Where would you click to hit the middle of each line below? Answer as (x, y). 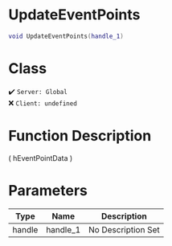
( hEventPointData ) (41, 158)
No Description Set (124, 229)
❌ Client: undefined (43, 103)
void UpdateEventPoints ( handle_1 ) (66, 36)
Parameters (48, 190)
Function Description (80, 135)
